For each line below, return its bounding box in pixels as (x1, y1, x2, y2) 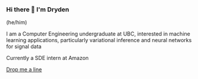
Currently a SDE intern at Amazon (6, 55, 89, 62)
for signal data (6, 43, 42, 50)
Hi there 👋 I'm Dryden (6, 5, 70, 14)
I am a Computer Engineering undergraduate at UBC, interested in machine (6, 30, 191, 37)
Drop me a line (6, 66, 42, 73)
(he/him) (6, 19, 27, 26)
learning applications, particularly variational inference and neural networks (6, 37, 192, 44)
